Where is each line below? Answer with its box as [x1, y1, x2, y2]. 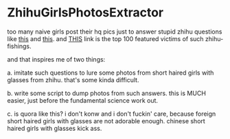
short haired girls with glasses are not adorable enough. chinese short [7, 116, 206, 125]
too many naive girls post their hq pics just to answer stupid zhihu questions [7, 27, 222, 36]
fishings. [7, 42, 32, 50]
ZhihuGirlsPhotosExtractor [7, 5, 163, 21]
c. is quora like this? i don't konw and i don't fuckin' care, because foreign [7, 110, 216, 118]
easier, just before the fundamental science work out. [7, 96, 159, 104]
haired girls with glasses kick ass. [7, 124, 102, 132]
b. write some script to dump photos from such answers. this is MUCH [7, 89, 206, 97]
